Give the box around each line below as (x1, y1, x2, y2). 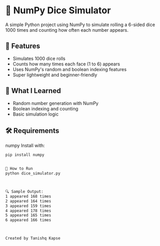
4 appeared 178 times (5, 208, 52, 213)
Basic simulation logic (12, 111, 59, 117)
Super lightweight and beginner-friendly (12, 72, 98, 78)
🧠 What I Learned (5, 86, 61, 95)
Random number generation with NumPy (12, 100, 99, 106)
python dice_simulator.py (5, 171, 60, 176)
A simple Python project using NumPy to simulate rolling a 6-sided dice (5, 21, 155, 28)
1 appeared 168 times (5, 194, 52, 199)
